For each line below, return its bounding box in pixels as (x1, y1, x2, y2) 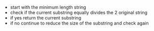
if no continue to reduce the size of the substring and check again (10, 20, 149, 26)
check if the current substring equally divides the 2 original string (10, 9, 148, 15)
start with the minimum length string (10, 4, 87, 10)
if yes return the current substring (10, 15, 82, 20)
